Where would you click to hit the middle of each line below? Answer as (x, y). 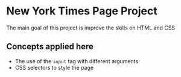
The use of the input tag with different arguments (77, 61)
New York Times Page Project (82, 11)
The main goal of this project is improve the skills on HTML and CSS (91, 28)
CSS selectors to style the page (54, 67)
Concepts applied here (50, 47)
